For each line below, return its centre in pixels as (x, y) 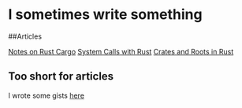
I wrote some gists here (47, 95)
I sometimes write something (105, 15)
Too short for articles (61, 76)
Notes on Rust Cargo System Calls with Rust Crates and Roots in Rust (121, 51)
